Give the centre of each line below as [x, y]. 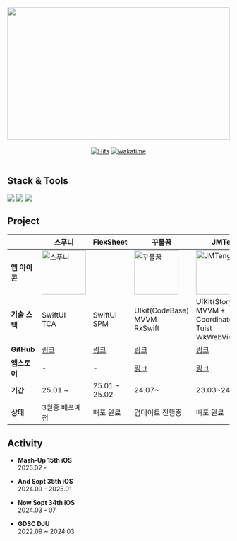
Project [24, 221]
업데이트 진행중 [158, 412]
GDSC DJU [34, 524]
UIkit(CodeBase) [162, 310]
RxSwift [147, 328]
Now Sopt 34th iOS [46, 503]
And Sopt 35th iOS [45, 482]
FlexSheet [110, 242]
